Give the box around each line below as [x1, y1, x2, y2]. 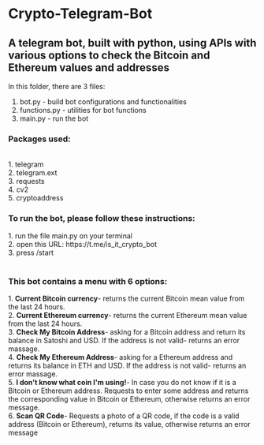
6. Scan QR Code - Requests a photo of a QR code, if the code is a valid [8, 411, 240, 421]
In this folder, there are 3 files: [8, 82, 106, 91]
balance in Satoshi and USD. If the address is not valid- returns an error [8, 335, 240, 345]
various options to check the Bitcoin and [8, 48, 210, 62]
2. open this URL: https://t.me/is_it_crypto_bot [8, 239, 158, 249]
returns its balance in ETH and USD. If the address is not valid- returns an [8, 361, 247, 370]
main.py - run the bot [19, 114, 89, 123]
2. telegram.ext [8, 168, 58, 178]
